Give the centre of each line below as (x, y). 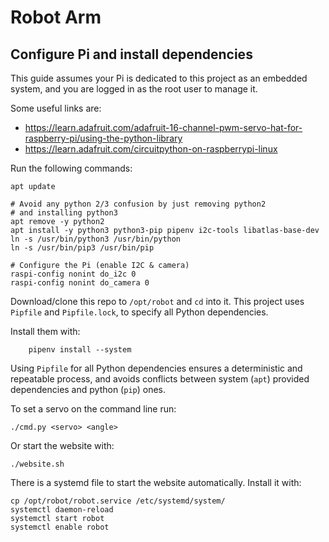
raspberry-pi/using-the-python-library (103, 138)
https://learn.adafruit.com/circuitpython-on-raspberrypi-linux (151, 149)
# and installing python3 (64, 213)
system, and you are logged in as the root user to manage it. (134, 89)
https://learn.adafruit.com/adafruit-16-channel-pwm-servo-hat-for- (163, 127)
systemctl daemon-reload (62, 510)
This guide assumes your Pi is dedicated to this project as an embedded (159, 78)
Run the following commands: (71, 168)
